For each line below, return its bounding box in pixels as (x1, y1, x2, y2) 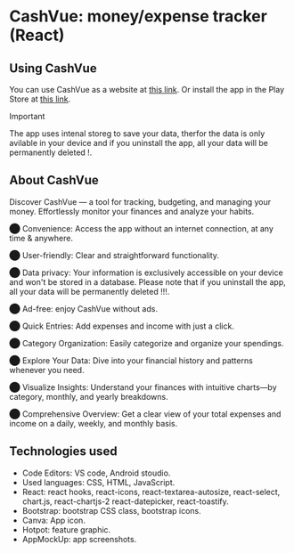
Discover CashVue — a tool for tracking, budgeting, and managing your (9, 196, 272, 207)
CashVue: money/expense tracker (9, 6, 267, 27)
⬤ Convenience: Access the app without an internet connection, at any (9, 223, 274, 233)
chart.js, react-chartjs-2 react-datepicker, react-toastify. (21, 496, 229, 507)
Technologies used (9, 443, 118, 459)
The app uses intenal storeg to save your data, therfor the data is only (9, 128, 265, 139)
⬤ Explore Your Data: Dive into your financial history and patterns (9, 354, 254, 366)
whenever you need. (9, 364, 85, 375)
